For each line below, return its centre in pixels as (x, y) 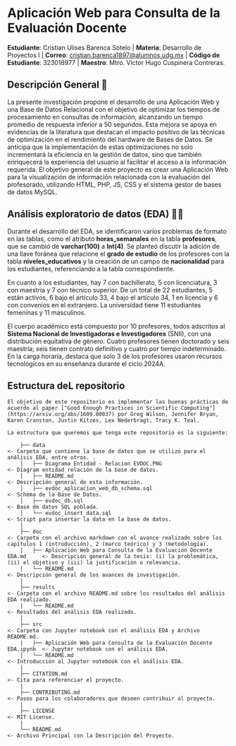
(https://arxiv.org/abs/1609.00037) (61, 415)
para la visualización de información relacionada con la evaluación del (109, 177)
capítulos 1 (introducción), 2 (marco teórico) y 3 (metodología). (108, 544)
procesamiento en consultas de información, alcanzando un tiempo (105, 117)
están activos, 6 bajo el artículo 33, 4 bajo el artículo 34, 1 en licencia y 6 (113, 297)
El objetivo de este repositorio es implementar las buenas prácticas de (118, 402)
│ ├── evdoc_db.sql (51, 501)
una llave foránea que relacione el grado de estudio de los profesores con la (118, 254)
